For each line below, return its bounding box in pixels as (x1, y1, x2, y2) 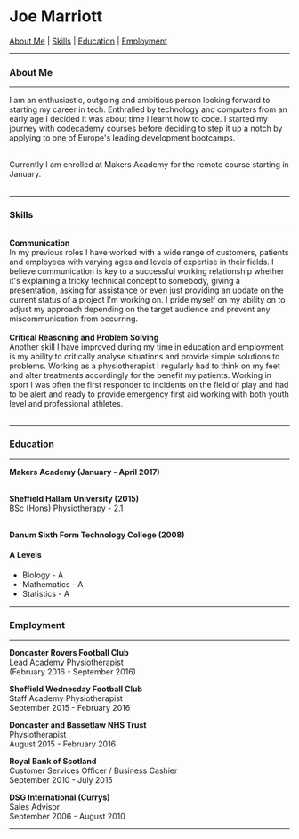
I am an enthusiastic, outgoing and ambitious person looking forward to (9, 95, 271, 106)
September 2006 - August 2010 (9, 811, 126, 822)
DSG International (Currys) (9, 792, 110, 803)
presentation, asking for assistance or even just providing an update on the (9, 285, 284, 295)
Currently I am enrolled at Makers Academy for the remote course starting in (9, 159, 289, 170)
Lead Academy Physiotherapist (9, 657, 124, 668)
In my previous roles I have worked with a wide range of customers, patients (9, 246, 289, 257)
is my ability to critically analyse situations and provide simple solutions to (9, 351, 280, 361)
